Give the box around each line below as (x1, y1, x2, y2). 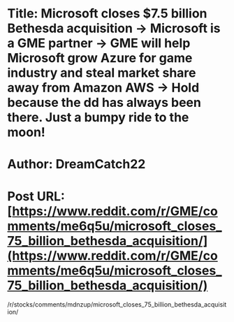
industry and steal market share (7, 65, 197, 81)
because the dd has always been (7, 95, 201, 110)
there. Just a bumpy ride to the (7, 110, 189, 126)
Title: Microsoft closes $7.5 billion (7, 6, 207, 22)
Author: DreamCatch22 (7, 156, 146, 173)
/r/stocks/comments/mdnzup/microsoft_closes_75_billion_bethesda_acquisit (7, 300, 227, 309)
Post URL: (7, 188, 65, 204)
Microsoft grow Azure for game (7, 50, 193, 66)
